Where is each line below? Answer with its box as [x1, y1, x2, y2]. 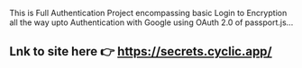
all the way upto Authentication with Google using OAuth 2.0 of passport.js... [9, 17, 294, 28]
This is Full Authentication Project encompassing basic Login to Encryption [9, 8, 288, 18]
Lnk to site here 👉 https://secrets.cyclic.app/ [9, 44, 272, 59]
